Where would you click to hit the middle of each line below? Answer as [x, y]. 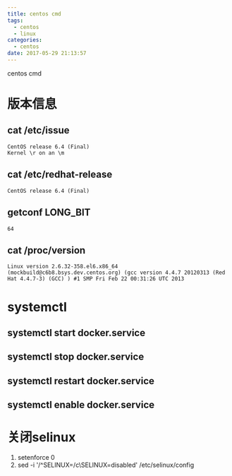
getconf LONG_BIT [49, 213]
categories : [25, 40]
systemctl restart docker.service [81, 381]
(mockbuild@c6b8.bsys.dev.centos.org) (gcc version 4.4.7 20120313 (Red [116, 273]
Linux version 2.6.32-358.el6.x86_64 [63, 267]
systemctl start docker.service [77, 333]
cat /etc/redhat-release [60, 175]
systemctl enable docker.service [81, 405]
